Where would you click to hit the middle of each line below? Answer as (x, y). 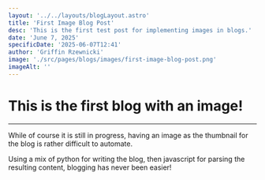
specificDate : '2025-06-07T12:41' (65, 45)
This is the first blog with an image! (125, 105)
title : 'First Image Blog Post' (61, 23)
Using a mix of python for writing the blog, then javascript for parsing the (127, 159)
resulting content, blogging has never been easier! (90, 167)
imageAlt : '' (30, 67)
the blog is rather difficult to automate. (70, 144)
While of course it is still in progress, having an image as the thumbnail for (128, 135)
